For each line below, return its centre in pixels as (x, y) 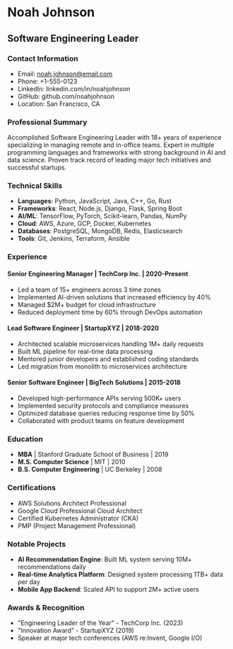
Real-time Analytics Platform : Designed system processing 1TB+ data (120, 574)
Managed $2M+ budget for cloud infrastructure (87, 304)
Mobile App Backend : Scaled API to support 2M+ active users (108, 589)
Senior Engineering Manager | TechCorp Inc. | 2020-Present (98, 273)
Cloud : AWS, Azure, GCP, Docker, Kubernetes (84, 224)
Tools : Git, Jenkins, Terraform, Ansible (73, 239)
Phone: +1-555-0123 (47, 81)
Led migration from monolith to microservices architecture (102, 366)
